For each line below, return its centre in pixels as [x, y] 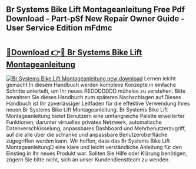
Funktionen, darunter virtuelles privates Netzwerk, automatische [84, 122]
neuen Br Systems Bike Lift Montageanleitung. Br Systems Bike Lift [87, 110]
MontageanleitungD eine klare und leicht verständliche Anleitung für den [94, 147]
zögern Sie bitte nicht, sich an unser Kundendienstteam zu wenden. [88, 160]
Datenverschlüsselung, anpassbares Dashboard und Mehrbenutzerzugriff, [96, 128]
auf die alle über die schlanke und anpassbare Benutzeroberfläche [87, 135]
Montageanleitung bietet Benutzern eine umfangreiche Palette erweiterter [96, 116]
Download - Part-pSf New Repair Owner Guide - [95, 19]
